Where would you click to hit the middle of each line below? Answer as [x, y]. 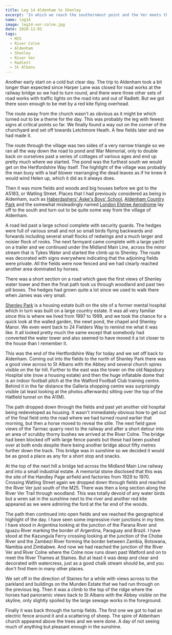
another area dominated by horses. [42, 269]
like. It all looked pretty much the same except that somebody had [75, 333]
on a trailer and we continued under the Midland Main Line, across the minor [86, 247]
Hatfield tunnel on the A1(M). [35, 397]
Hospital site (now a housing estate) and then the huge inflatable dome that [85, 375]
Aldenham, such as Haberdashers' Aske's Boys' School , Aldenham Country [85, 199]
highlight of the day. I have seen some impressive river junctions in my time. [85, 519]
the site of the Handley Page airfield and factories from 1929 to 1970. [78, 477]
